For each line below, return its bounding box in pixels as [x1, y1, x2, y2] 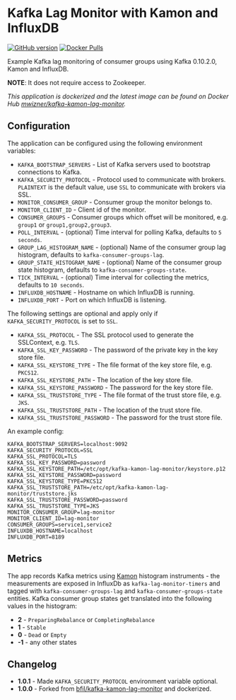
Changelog [7, 658, 57, 670]
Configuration [7, 120, 71, 132]
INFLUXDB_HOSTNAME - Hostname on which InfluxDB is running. [17, 288, 195, 297]
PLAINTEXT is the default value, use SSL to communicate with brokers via [17, 183, 226, 191]
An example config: [7, 427, 64, 435]
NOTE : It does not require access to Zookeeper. [7, 78, 146, 86]
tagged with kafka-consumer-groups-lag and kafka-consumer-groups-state [7, 586, 223, 595]
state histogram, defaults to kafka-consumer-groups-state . [17, 265, 187, 274]
